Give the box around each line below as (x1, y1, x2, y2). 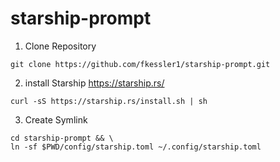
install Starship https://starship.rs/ (24, 77, 165, 89)
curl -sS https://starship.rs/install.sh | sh (10, 96, 208, 106)
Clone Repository (24, 40, 97, 52)
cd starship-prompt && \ (10, 133, 114, 143)
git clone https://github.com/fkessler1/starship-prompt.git (10, 59, 271, 69)
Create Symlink (24, 113, 88, 126)
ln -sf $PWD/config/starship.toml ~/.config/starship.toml (10, 142, 262, 152)
